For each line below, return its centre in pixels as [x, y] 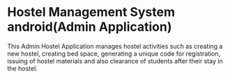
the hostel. [23, 68]
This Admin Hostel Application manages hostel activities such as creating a [115, 46]
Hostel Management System [91, 12]
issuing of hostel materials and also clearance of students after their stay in [115, 61]
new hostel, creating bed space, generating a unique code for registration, [114, 54]
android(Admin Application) [90, 27]
